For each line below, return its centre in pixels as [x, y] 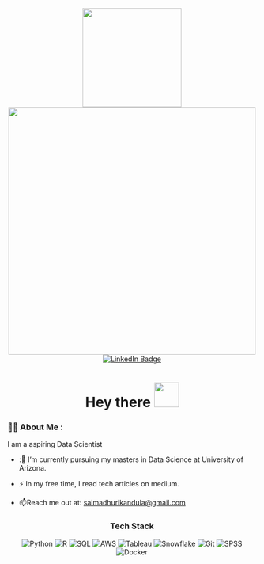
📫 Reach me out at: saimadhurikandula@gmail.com [102, 503]
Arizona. [32, 468]
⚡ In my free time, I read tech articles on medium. [99, 484]
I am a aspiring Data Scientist [55, 444]
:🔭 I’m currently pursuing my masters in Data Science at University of [131, 459]
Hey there [118, 402]
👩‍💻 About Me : [36, 427]
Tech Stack [132, 526]
